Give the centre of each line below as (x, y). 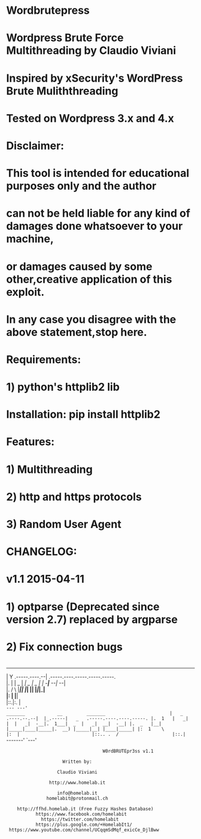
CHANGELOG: (42, 552)
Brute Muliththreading (62, 91)
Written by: (77, 762)
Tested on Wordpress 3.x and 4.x (90, 118)
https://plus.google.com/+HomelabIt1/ (84, 825)
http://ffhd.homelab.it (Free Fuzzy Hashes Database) (85, 809)
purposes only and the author (81, 186)
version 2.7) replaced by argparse (92, 619)
